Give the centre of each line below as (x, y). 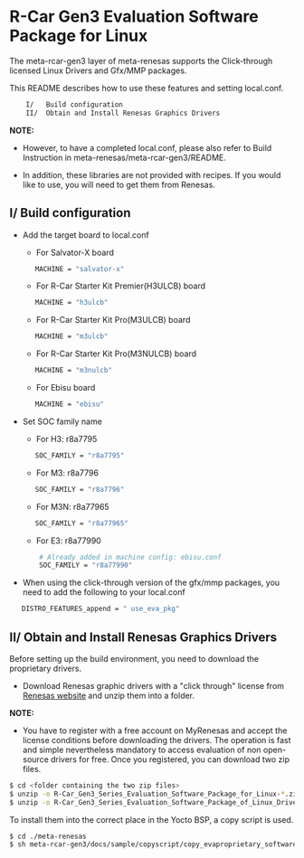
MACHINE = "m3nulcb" (74, 371)
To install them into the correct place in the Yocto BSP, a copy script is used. (152, 819)
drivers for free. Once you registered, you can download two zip (170, 759)
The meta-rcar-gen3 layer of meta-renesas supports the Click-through (141, 61)
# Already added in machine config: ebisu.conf (130, 557)
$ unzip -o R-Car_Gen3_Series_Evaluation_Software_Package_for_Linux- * (147, 794)
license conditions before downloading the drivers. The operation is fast (157, 740)
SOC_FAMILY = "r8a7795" (80, 455)
